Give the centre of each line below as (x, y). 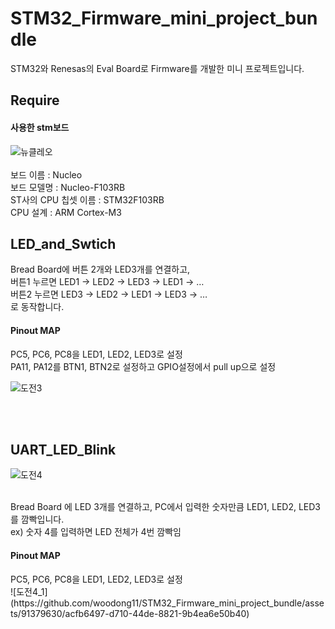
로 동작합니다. (37, 307)
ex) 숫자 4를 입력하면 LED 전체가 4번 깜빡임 (96, 532)
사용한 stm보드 (40, 127)
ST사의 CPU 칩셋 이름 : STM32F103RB (87, 199)
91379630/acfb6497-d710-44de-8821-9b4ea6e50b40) (135, 613)
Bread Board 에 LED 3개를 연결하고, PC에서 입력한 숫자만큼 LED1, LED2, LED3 (166, 507)
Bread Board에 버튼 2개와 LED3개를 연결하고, (100, 269)
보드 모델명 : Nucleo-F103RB (68, 187)
